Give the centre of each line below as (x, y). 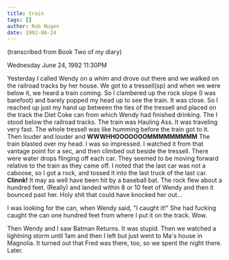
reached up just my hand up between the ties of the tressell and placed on (112, 107)
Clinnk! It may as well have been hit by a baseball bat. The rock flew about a (114, 180)
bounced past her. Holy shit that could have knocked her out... (95, 195)
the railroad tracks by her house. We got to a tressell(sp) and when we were (114, 86)
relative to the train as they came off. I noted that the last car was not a (107, 166)
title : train (26, 13)
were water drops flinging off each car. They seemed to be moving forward (113, 159)
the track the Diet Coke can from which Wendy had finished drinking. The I (112, 115)
